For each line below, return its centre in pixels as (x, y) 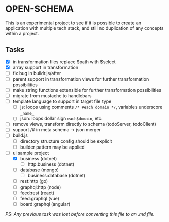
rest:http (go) (34, 181)
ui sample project (31, 153)
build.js (20, 135)
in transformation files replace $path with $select (64, 62)
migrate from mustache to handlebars (52, 96)
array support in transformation (45, 67)
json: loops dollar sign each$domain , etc (61, 118)
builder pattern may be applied (52, 147)
